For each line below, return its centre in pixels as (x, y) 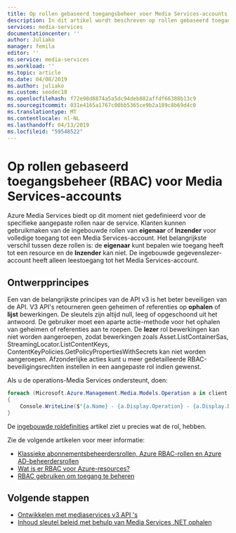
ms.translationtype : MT (42, 112)
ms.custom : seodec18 (38, 92)
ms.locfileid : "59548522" (45, 131)
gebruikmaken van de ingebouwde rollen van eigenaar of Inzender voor (112, 231)
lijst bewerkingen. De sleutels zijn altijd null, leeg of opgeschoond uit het (112, 314)
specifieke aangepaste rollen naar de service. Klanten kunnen (97, 223)
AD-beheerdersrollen (48, 461)
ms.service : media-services (48, 60)
